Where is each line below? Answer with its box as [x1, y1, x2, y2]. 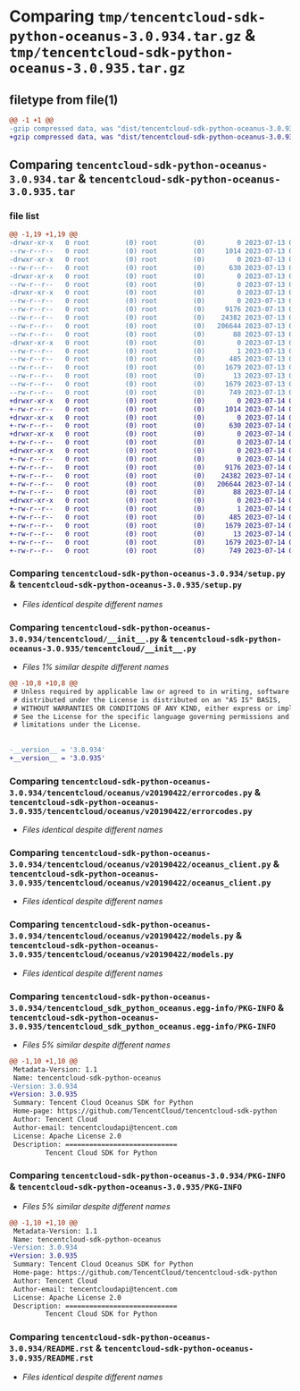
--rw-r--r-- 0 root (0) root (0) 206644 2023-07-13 [9, 321, 286, 330]
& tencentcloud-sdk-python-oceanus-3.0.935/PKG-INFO [9, 1181, 243, 1193]
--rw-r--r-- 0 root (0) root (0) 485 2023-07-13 [9, 355, 286, 364]
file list [9, 209, 40, 222]
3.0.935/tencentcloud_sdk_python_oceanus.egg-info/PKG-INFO [9, 1022, 277, 1031]
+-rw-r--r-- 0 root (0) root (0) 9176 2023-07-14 [9, 462, 286, 471]
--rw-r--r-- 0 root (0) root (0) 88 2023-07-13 [9, 329, 286, 339]
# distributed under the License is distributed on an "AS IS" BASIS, [12, 695, 281, 704]
